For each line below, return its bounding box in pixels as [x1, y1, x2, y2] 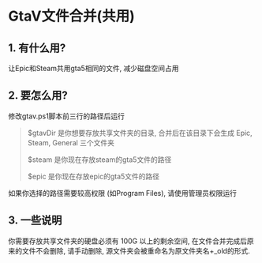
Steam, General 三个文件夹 [27, 137, 115, 147]
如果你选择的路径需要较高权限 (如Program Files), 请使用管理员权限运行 [8, 188, 238, 197]
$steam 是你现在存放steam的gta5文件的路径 [27, 155, 172, 164]
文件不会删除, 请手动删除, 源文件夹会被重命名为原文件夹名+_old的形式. [21, 246, 250, 255]
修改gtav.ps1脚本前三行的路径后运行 [8, 111, 125, 121]
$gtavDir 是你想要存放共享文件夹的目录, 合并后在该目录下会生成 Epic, [27, 128, 253, 137]
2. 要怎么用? [8, 88, 69, 103]
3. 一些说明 [8, 214, 62, 227]
